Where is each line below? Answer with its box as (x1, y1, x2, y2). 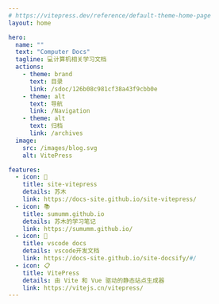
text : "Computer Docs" (15, 48, 90, 56)
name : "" (15, 40, 44, 48)
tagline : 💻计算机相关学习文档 (15, 56, 107, 63)
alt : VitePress (22, 152, 73, 160)
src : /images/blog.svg (22, 144, 98, 152)
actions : (15, 63, 44, 71)
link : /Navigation (29, 107, 90, 115)
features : (8, 166, 41, 174)
